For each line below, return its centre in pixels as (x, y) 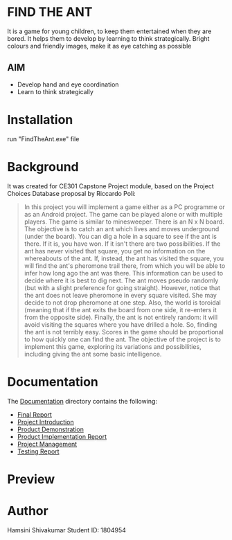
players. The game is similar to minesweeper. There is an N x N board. (124, 222)
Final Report (34, 414)
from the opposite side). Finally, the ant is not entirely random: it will (121, 317)
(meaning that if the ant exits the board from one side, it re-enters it (120, 309)
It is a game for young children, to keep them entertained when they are (109, 31)
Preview (31, 479)
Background (43, 166)
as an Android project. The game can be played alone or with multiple (123, 214)
